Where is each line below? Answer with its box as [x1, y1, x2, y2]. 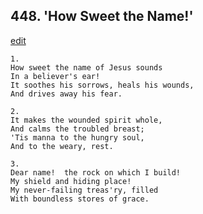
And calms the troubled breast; [10, 124, 145, 134]
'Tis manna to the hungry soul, [10, 132, 145, 143]
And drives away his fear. [10, 89, 123, 99]
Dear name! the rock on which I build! [10, 167, 182, 178]
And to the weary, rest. [10, 141, 114, 151]
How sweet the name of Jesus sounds [10, 62, 163, 73]
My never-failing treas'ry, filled [10, 185, 159, 195]
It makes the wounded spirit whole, [10, 115, 163, 125]
